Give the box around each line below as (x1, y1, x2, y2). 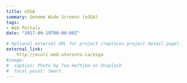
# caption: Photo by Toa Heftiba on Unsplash (6, 63, 122, 68)
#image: (6, 57, 25, 63)
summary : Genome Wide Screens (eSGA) (6, 14, 98, 20)
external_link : (6, 46, 43, 53)
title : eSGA (6, 8, 35, 15)
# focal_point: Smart (6, 68, 62, 74)
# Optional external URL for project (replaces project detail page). (6, 41, 182, 47)
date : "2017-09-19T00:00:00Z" (6, 30, 80, 36)
